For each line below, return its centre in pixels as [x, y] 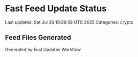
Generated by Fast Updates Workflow [43, 49]
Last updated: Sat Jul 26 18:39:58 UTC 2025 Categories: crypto [69, 22]
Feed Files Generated [38, 38]
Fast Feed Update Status [56, 9]
